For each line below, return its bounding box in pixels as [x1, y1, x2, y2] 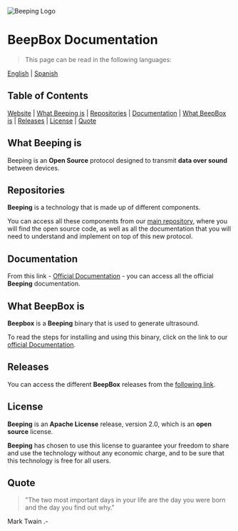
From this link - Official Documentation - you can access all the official [7, 272, 214, 280]
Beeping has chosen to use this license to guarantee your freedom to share [7, 441, 229, 450]
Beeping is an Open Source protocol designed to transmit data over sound [7, 156, 228, 164]
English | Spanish [7, 69, 58, 78]
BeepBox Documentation [7, 32, 158, 48]
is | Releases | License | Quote [7, 116, 97, 125]
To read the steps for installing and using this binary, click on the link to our [7, 333, 228, 341]
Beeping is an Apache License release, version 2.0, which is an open [7, 420, 212, 428]
